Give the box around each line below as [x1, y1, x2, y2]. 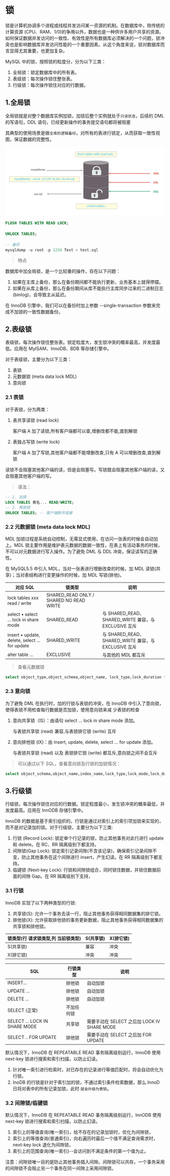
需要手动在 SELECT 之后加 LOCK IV [87, 1018, 160, 1024]
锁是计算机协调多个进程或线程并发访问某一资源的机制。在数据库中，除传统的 [5, 22, 165, 28]
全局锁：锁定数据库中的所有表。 [12, 69, 79, 75]
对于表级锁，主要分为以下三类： [5, 356, 72, 363]
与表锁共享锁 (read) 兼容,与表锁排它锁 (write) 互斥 [12, 728, 116, 734]
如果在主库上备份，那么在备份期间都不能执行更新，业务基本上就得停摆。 [12, 279, 163, 285]
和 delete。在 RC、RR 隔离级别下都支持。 [12, 842, 99, 848]
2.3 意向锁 [5, 688, 30, 695]
